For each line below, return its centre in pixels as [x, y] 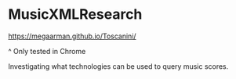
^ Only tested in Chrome [47, 51]
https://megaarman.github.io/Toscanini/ [72, 36]
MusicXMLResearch [75, 14]
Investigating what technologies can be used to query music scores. [118, 66]
